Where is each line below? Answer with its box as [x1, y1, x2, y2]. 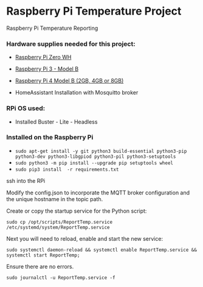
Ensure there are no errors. [6, 263, 74, 270]
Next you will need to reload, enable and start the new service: [6, 235, 163, 242]
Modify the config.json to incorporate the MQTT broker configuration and [6, 189, 190, 196]
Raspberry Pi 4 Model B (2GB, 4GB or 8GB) [15, 77, 124, 85]
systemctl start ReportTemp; [6, 252, 80, 258]
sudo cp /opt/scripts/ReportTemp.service [6, 219, 113, 225]
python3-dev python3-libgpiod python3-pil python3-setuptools [15, 154, 176, 160]
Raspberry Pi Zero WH [15, 54, 72, 61]
